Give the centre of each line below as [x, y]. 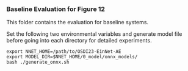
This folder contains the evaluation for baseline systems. [77, 22]
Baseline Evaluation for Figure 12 [56, 9]
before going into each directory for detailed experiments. [79, 41]
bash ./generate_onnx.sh [38, 63]
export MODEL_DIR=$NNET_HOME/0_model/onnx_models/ [72, 57]
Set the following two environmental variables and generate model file [94, 34]
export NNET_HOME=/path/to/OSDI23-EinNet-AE [64, 52]
